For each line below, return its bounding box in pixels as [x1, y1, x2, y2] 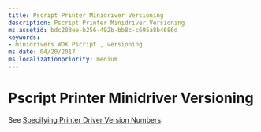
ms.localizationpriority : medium [8, 56, 118, 64]
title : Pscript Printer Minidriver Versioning [8, 11, 164, 20]
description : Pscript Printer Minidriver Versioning [8, 19, 185, 27]
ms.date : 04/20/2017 [8, 48, 76, 56]
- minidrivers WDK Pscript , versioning [8, 41, 144, 49]
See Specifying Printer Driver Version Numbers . [8, 115, 163, 124]
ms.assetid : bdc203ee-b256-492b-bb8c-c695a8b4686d [8, 26, 178, 34]
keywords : [8, 33, 41, 42]
